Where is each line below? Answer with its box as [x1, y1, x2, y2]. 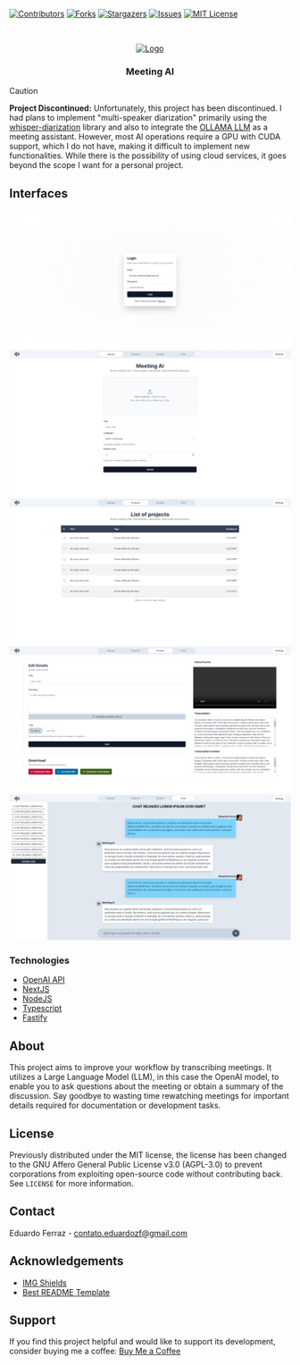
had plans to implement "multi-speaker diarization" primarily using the [9, 113, 268, 123]
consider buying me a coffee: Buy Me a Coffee [9, 1345, 181, 1357]
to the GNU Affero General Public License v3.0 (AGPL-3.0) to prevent [9, 1159, 263, 1169]
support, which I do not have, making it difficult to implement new [9, 141, 250, 152]
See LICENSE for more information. [9, 1177, 134, 1188]
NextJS [21, 984, 50, 995]
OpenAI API [21, 975, 65, 985]
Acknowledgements [9, 1253, 124, 1269]
